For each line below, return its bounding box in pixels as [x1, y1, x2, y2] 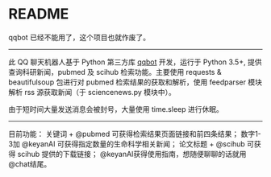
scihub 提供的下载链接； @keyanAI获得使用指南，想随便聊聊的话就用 [17, 149, 247, 158]
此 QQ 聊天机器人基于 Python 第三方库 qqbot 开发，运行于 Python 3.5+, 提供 [8, 57, 262, 67]
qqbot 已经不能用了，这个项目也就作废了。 [8, 32, 151, 42]
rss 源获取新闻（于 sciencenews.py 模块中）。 [23, 87, 176, 97]
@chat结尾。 [8, 158, 52, 169]
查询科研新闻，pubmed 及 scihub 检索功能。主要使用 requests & [8, 67, 222, 76]
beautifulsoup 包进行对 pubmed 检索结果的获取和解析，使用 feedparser [8, 77, 246, 87]
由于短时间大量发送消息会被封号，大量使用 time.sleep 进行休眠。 [8, 104, 223, 113]
